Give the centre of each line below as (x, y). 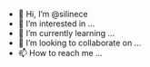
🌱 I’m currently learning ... (66, 33)
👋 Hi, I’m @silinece (53, 14)
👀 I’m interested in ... (56, 24)
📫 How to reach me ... (60, 53)
